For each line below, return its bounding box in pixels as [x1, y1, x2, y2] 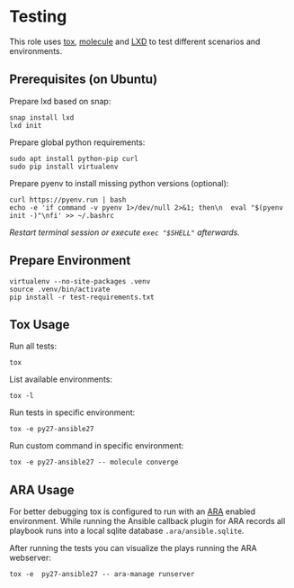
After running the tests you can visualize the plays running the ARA [9, 543, 258, 554]
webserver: [9, 552, 52, 564]
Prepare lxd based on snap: [9, 95, 111, 106]
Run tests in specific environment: [9, 407, 136, 418]
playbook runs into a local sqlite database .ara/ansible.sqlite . [9, 525, 245, 537]
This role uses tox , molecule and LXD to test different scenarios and [9, 36, 261, 47]
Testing [9, 6, 67, 27]
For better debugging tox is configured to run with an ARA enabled [9, 506, 256, 517]
